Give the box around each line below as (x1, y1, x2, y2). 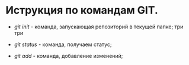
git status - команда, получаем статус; (14, 41, 112, 48)
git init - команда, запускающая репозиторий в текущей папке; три (14, 23, 184, 30)
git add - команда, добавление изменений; (14, 52, 123, 59)
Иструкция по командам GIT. (5, 4, 158, 17)
